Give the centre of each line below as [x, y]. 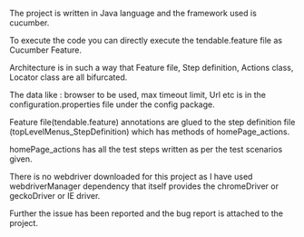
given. [21, 159]
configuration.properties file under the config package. [112, 104]
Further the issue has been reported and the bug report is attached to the [147, 213]
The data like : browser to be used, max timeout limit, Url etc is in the [137, 95]
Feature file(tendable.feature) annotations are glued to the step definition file [152, 122]
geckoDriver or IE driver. [55, 196]
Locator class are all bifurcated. [69, 77]
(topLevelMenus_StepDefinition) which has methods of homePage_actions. [150, 132]
